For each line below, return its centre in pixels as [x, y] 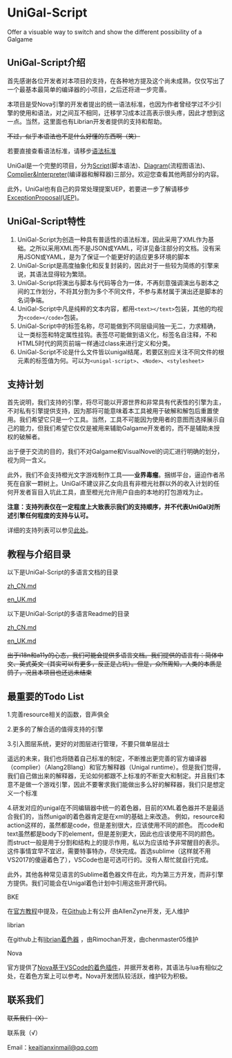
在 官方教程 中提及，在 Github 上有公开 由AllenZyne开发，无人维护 [98, 911]
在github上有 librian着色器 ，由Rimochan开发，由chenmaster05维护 [103, 939]
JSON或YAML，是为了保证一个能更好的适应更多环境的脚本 [106, 257]
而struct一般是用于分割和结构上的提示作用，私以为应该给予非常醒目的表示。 [115, 842]
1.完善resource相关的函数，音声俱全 [58, 714]
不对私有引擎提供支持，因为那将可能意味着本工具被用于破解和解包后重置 [110, 411]
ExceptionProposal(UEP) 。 [45, 197]
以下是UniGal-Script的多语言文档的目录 [63, 572]
